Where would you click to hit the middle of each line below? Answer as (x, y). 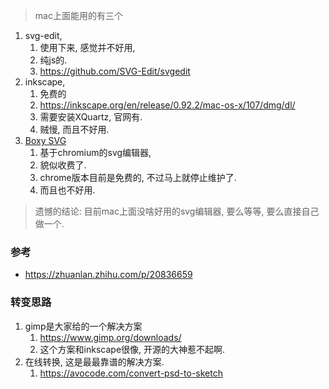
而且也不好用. (67, 190)
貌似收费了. (63, 165)
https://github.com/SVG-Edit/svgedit (115, 71)
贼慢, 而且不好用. (74, 129)
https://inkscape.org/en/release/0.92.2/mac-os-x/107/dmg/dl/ (167, 105)
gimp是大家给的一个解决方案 (83, 326)
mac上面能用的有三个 (78, 15)
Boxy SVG (45, 140)
